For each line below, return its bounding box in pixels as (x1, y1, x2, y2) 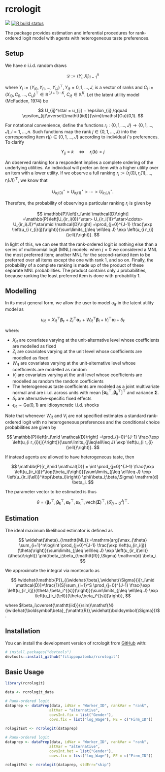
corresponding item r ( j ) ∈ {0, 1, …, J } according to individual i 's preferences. (5, 134, 159, 140)
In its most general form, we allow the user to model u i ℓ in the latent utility (5, 300, 154, 307)
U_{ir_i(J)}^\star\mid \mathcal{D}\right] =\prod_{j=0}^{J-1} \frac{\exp (13, 221, 153, 227)
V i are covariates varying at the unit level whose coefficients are (12, 372, 143, 379)
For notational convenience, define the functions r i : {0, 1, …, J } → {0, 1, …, (5, 122, 154, 129)
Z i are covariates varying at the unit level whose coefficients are (12, 349, 142, 355)
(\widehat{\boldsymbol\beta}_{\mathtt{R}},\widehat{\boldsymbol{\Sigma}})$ (5, 607, 160, 613)
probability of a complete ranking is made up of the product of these (5, 262, 144, 268)
